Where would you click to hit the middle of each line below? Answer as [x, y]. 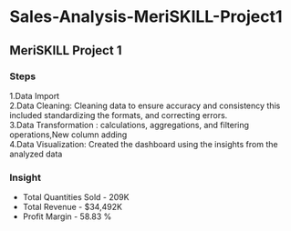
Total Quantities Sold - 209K [76, 197]
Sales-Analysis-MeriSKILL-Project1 [146, 17]
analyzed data [36, 154]
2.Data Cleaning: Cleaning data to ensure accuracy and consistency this [145, 105]
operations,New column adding [68, 135]
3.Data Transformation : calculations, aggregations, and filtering [129, 125]
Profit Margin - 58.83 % [67, 216]
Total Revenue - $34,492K [73, 207]
